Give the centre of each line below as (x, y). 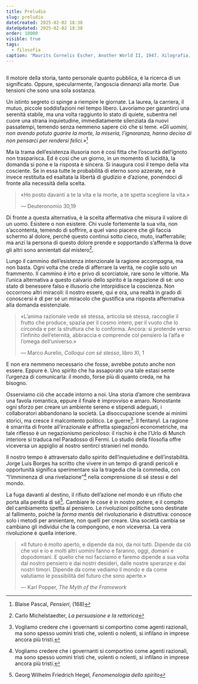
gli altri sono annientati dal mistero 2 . (50, 249)
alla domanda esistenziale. (38, 305)
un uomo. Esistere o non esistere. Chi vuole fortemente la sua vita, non (92, 223)
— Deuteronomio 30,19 (48, 206)
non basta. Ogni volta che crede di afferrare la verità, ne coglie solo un (92, 267)
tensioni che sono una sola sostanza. (51, 91)
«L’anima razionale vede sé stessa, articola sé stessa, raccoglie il (99, 317)
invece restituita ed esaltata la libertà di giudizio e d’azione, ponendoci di (94, 177)
